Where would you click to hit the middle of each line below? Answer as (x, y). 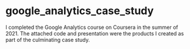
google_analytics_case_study (80, 11)
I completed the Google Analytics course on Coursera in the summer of (92, 27)
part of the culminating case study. (48, 40)
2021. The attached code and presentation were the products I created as (95, 33)
